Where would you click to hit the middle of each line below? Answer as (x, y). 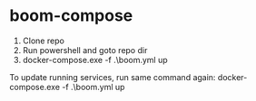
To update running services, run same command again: (113, 77)
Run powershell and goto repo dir (85, 50)
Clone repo (44, 41)
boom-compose (71, 16)
